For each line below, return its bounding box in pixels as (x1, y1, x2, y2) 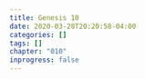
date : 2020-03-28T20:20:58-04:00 (9, 22, 137, 31)
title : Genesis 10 (9, 13, 79, 23)
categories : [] (9, 30, 67, 39)
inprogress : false (9, 55, 79, 64)
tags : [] (9, 38, 43, 48)
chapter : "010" (9, 47, 67, 56)
